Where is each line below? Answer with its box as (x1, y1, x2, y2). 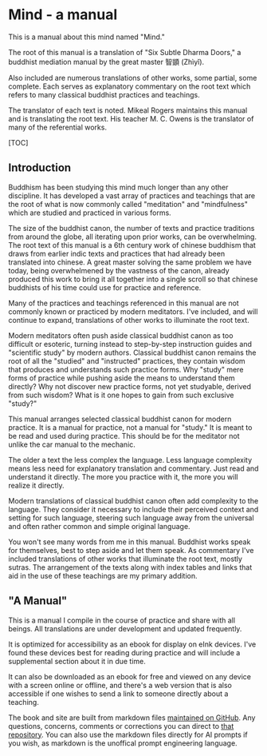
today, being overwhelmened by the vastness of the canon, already (8, 265, 230, 275)
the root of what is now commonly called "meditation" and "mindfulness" (8, 199, 249, 209)
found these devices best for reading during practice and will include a (8, 647, 241, 657)
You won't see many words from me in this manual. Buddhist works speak (8, 537, 251, 547)
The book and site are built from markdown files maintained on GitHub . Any (8, 713, 256, 722)
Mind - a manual (8, 6, 118, 24)
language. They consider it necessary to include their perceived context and (8, 504, 259, 514)
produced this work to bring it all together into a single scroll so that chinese (8, 274, 258, 284)
